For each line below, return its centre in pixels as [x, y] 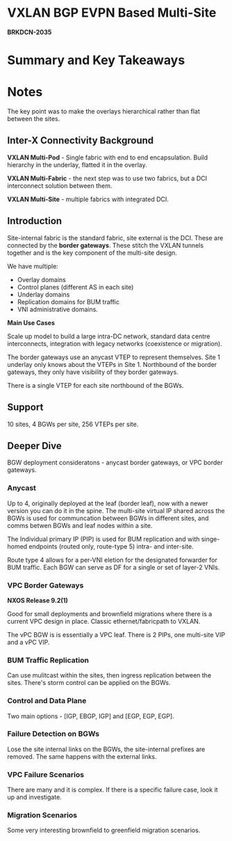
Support [25, 408]
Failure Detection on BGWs [53, 734]
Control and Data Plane [47, 701]
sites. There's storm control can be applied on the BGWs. [89, 683]
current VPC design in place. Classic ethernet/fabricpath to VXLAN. [104, 621]
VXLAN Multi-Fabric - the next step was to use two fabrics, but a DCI [107, 178]
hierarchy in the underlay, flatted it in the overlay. [77, 164]
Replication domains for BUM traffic [68, 301]
